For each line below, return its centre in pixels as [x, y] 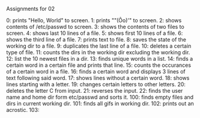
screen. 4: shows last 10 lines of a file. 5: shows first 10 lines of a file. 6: [95, 33]
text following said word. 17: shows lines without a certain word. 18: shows [98, 78]
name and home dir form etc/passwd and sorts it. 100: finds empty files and [100, 97]
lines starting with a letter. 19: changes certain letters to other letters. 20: [96, 84]
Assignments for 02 [31, 9]
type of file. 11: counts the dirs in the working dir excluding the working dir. [98, 52]
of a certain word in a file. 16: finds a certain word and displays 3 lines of [96, 71]
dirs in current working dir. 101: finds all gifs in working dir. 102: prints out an [100, 104]
